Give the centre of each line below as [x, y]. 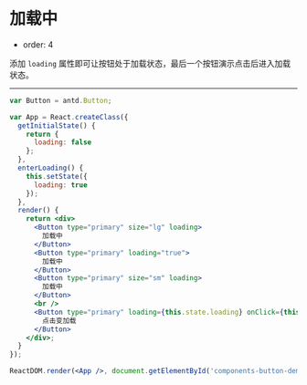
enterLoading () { [51, 168]
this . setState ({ [57, 176]
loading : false [63, 142]
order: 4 [38, 44]
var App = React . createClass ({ [69, 117]
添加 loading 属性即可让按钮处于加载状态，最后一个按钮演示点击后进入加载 [150, 63]
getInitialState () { [57, 125]
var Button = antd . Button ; [61, 100]
